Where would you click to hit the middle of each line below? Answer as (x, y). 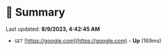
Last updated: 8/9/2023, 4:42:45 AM (53, 29)
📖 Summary (35, 12)
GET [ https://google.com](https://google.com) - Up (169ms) (88, 40)
